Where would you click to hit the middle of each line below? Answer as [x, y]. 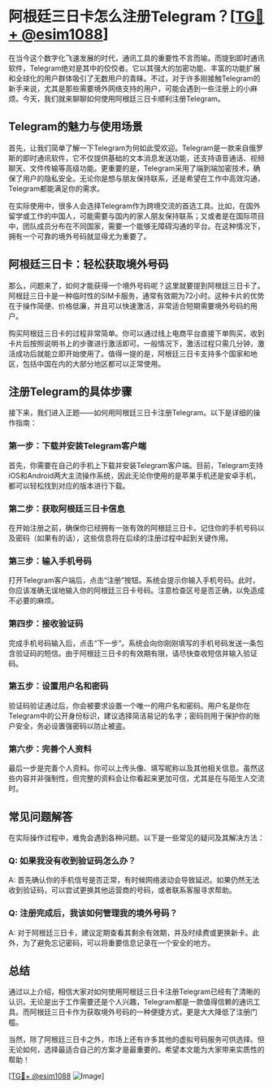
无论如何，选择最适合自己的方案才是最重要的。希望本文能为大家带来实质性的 [136, 1050]
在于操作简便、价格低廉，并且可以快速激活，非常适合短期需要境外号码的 [129, 306]
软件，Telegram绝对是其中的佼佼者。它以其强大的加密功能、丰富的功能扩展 [134, 68]
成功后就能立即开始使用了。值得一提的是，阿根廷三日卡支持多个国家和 [132, 354]
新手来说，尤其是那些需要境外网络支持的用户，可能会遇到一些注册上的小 [129, 88]
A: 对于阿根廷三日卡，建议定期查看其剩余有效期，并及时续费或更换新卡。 [130, 932]
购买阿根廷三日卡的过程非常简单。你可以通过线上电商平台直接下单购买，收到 [136, 333]
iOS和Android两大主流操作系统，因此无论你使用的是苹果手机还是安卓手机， [134, 475]
